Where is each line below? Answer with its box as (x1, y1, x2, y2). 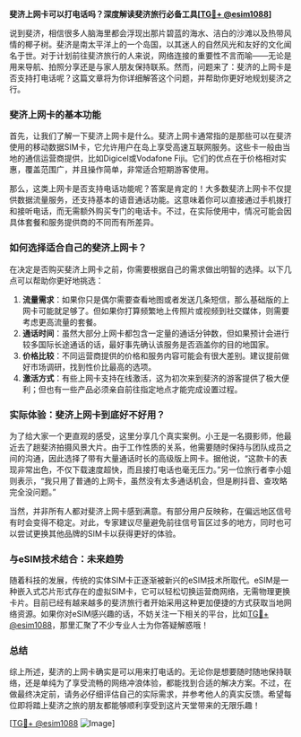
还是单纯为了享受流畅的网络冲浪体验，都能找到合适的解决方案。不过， (24, 678, 284, 689)
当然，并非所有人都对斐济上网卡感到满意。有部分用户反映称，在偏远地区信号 (9, 505, 292, 516)
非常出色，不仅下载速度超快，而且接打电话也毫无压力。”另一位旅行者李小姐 (16, 464, 292, 475)
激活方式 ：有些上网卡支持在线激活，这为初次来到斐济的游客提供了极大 (21, 373, 282, 383)
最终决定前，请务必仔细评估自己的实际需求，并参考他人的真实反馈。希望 (16, 689, 284, 699)
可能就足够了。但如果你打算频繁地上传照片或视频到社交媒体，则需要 (38, 305, 289, 316)
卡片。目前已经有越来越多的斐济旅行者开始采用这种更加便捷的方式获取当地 (9, 597, 284, 609)
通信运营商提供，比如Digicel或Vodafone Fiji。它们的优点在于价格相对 (24, 153, 279, 164)
